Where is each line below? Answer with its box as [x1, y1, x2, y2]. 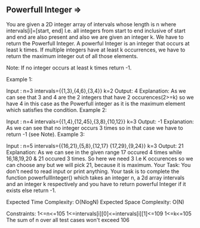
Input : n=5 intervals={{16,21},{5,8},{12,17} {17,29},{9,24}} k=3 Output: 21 [6, 142, 184, 149]
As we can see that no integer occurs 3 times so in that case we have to [6, 124, 183, 131]
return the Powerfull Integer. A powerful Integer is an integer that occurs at [6, 39, 190, 47]
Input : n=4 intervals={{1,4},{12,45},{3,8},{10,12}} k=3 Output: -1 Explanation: [6, 118, 194, 125]
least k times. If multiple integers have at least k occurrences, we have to [6, 46, 186, 53]
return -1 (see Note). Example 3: [6, 130, 85, 138]
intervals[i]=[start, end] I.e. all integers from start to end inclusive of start [6, 27, 186, 34]
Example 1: [6, 75, 33, 83]
